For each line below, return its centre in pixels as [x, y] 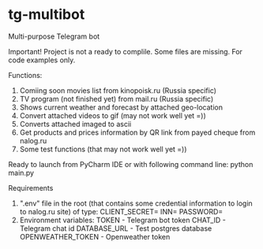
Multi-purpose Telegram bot [54, 36]
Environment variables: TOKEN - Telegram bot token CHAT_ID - [123, 220]
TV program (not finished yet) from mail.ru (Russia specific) [116, 98]
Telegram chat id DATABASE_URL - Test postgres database [116, 228]
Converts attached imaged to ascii [75, 124]
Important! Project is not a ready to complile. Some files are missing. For [126, 51]
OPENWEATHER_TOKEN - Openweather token [95, 236]
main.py [21, 173]
